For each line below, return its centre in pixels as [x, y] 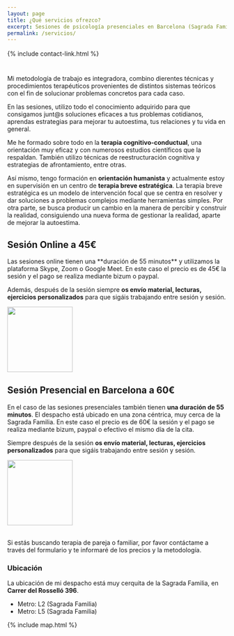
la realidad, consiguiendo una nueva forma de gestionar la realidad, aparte [114, 215]
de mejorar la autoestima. [44, 223]
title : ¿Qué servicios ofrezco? [54, 20]
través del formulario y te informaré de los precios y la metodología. [104, 550]
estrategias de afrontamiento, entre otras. [67, 165]
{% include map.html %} [42, 625]
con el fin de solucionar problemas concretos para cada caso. [96, 93]
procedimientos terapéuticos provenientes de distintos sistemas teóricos [111, 86]
